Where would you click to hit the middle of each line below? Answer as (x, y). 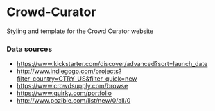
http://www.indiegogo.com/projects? (69, 71)
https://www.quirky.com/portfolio (64, 93)
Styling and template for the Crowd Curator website (80, 31)
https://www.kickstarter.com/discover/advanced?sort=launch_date (112, 64)
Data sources (29, 49)
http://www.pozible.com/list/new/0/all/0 (74, 101)
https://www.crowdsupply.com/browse (72, 86)
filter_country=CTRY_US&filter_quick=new (77, 79)
